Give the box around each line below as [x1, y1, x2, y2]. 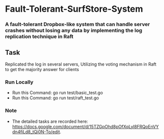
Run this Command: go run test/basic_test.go [12, 90, 103, 96]
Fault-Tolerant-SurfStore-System [5, 3, 143, 15]
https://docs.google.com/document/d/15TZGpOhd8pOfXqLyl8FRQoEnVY [12, 123, 159, 129]
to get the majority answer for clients [5, 66, 79, 72]
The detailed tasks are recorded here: [12, 118, 88, 124]
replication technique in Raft [5, 33, 74, 40]
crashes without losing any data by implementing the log [5, 27, 143, 34]
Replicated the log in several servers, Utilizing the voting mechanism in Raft [5, 61, 157, 67]
